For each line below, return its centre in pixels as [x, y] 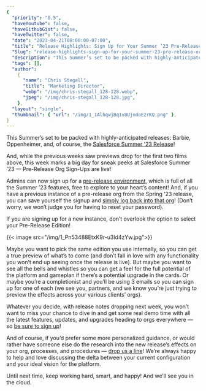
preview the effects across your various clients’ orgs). [74, 295]
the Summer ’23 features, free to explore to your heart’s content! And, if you [102, 188]
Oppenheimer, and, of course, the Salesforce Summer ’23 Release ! [91, 144]
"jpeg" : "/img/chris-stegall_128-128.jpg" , [79, 97]
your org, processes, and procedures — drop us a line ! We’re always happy [101, 351]
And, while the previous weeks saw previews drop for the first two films [97, 156]
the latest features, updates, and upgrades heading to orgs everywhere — [100, 320]
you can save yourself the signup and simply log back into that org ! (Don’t [100, 200]
